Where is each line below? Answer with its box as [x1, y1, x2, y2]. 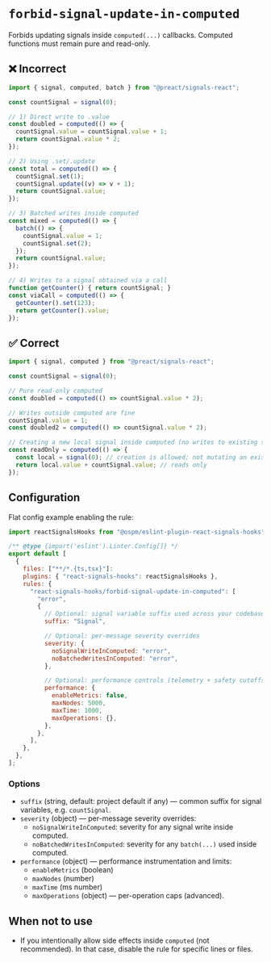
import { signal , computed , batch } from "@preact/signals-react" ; [8, 83, 240, 91]
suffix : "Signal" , [44, 617, 106, 625]
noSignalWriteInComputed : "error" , [51, 646, 172, 655]
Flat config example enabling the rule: [8, 512, 135, 522]
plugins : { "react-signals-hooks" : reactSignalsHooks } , [23, 572, 219, 580]
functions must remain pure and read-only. [8, 39, 151, 48]
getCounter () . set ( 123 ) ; [15, 299, 95, 307]
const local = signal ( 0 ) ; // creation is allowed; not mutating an [15, 454, 248, 462]
